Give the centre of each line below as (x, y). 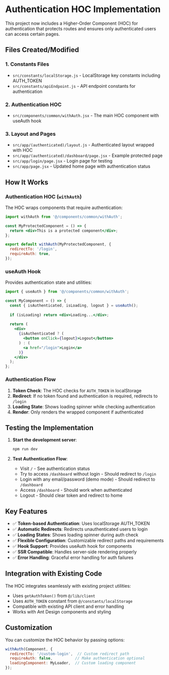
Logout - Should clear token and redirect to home (71, 495)
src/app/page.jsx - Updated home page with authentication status (81, 166)
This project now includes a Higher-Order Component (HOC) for (72, 23)
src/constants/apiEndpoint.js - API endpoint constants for (74, 86)
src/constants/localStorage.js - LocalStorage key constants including (86, 75)
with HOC (22, 150)
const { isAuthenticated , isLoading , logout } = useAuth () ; (74, 305)
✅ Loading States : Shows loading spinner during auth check (75, 535)
